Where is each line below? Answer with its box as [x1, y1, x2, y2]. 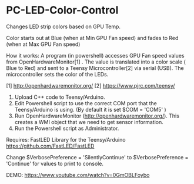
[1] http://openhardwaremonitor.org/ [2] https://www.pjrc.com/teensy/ [6, 82, 175, 89]
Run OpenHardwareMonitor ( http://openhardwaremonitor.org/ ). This [14, 112, 179, 119]
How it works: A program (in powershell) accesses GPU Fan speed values [6, 52, 185, 59]
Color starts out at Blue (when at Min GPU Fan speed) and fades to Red [6, 34, 179, 41]
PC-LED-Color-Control [6, 4, 119, 17]
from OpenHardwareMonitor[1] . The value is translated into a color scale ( [6, 58, 186, 65]
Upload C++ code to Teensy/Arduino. [14, 93, 105, 101]
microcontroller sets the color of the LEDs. [6, 71, 109, 78]
